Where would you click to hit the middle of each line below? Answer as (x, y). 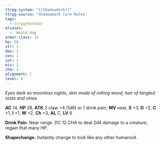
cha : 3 (12, 70)
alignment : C (19, 74)
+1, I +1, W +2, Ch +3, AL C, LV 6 (39, 113)
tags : (11, 19)
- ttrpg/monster (26, 24)
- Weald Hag (23, 33)
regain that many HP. (27, 128)
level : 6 (14, 79)
